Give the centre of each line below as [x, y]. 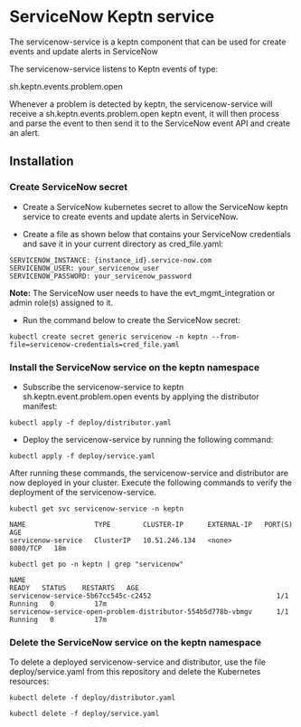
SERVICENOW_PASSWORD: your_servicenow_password [101, 276]
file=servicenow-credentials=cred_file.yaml [94, 344]
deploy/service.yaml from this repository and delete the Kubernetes [135, 672]
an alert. [25, 132]
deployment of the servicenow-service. [83, 492]
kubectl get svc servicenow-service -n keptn [96, 509]
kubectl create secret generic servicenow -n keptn [108, 337]
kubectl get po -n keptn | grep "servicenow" [96, 564]
